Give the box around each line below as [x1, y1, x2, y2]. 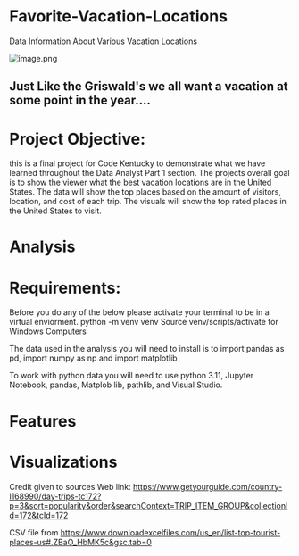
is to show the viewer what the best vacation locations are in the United [9, 177, 272, 188]
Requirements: [9, 278, 121, 298]
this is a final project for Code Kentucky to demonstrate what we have [9, 158, 266, 169]
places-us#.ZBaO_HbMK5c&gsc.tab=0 [9, 536, 152, 547]
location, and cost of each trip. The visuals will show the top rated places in [9, 196, 287, 207]
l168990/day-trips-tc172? [9, 491, 102, 502]
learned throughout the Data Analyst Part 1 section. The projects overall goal [9, 168, 290, 178]
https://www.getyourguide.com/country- [132, 481, 283, 492]
